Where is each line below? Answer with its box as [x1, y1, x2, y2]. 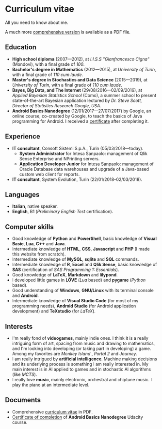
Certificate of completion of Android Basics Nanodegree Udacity [12, 414, 143, 420]
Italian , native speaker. [12, 203, 58, 209]
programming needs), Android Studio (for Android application [12, 303, 136, 309]
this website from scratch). [12, 251, 66, 257]
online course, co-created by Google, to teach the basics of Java [12, 113, 142, 119]
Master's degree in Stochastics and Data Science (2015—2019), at [12, 77, 148, 82]
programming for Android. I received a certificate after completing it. [12, 118, 149, 124]
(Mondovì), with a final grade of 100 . [12, 61, 85, 67]
